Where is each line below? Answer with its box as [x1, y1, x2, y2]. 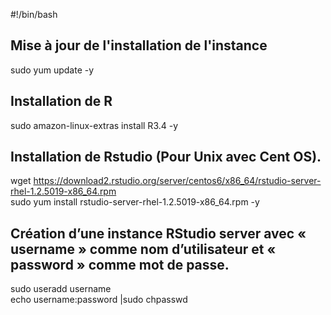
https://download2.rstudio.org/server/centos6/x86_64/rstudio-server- [33, 175, 322, 187]
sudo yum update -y [10, 64, 95, 76]
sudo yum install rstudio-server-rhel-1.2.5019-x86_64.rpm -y [10, 196, 260, 208]
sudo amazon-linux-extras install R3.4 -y [10, 119, 179, 131]
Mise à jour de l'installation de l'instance [10, 37, 268, 54]
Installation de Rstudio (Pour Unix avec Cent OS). [10, 149, 322, 166]
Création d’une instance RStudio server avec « [10, 225, 307, 242]
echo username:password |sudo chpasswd [10, 294, 188, 306]
